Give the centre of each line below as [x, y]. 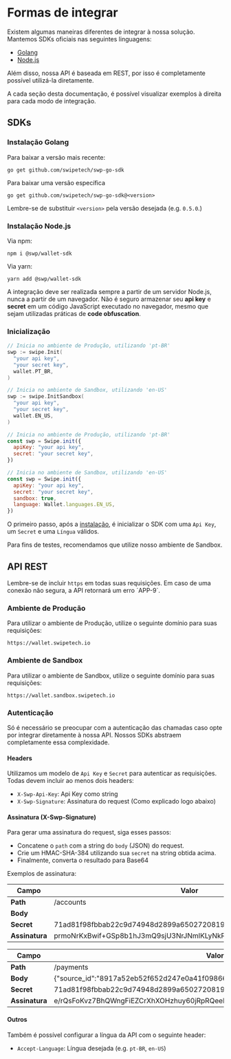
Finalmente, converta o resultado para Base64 [83, 860]
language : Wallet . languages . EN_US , [64, 505]
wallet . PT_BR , [33, 371]
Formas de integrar [63, 13]
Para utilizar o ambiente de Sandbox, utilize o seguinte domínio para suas [111, 675]
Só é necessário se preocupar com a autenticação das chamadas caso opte [115, 727]
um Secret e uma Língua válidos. [53, 532]
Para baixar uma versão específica [56, 182]
